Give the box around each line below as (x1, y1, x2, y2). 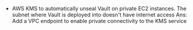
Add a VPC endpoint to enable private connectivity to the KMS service (11, 18, 187, 24)
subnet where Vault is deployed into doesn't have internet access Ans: (11, 11, 188, 18)
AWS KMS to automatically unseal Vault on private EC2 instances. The (11, 5, 187, 12)
